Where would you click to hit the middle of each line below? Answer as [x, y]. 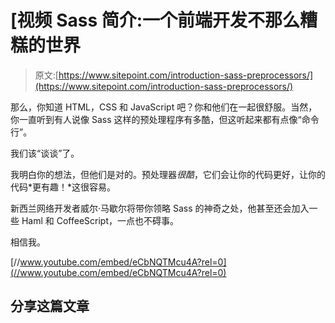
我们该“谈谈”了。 [45, 153]
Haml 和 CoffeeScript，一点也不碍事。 [100, 220]
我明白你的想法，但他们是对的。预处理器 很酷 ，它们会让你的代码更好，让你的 [168, 174]
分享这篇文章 [50, 306]
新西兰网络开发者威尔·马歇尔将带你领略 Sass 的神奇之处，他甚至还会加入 [160, 208]
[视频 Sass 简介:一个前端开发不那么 [155, 20]
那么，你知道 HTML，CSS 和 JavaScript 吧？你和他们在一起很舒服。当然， [164, 107]
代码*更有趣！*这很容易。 [63, 187]
